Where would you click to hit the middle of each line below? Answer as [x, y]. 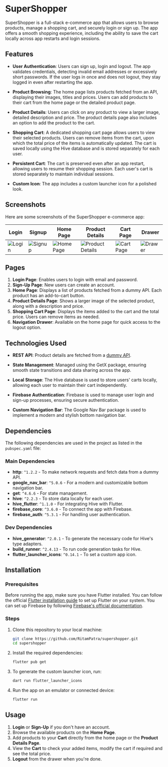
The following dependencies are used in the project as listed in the [74, 443]
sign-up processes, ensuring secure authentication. [65, 400]
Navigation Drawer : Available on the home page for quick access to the [86, 322]
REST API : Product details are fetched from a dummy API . [72, 355]
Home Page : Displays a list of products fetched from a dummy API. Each [87, 290]
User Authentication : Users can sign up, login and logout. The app [81, 66]
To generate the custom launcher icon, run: [57, 672]
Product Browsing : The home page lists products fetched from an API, [85, 92]
